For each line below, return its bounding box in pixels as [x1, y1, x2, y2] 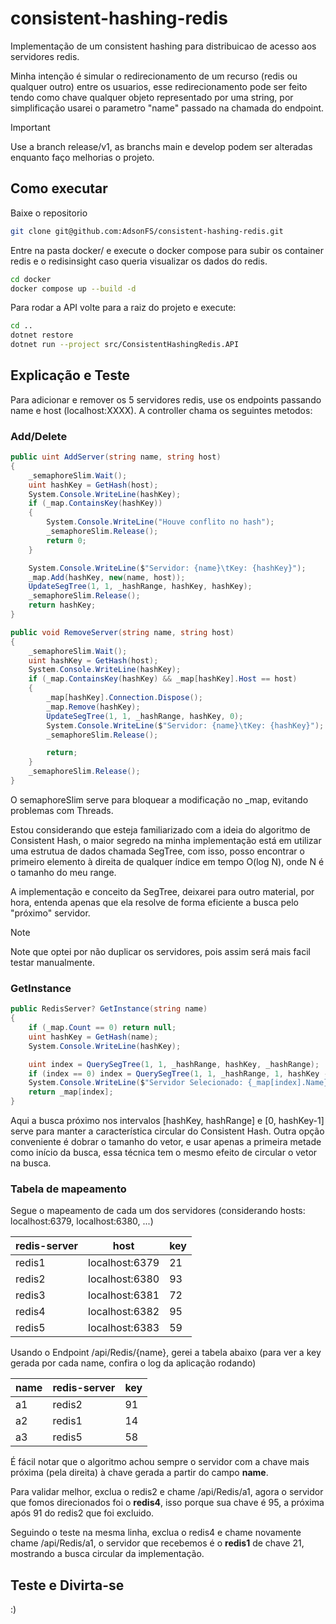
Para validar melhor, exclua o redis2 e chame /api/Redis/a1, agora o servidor [10, 1486, 324, 1498]
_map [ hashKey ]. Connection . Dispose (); [46, 693, 203, 703]
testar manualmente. [10, 956, 95, 968]
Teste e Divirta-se [10, 1577, 125, 1594]
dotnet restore [10, 330, 74, 341]
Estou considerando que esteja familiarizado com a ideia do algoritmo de [10, 823, 311, 836]
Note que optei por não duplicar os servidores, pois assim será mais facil [10, 945, 311, 957]
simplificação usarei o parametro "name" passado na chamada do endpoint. [10, 102, 325, 114]
